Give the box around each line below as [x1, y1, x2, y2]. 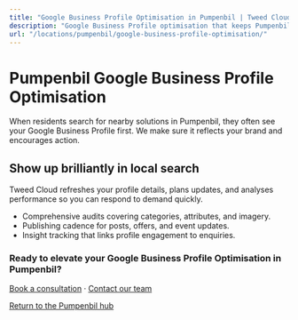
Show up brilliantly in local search [9, 161, 200, 176]
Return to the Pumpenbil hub [9, 300, 114, 311]
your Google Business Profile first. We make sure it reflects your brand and [9, 125, 283, 136]
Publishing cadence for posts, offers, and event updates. [21, 220, 230, 231]
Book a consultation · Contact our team [9, 284, 153, 294]
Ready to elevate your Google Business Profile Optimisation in [9, 252, 282, 265]
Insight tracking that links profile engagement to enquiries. [21, 230, 236, 241]
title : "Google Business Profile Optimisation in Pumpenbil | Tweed [9, 12, 268, 22]
